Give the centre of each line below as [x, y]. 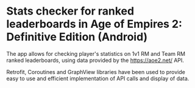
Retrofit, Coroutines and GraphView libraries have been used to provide [96, 72]
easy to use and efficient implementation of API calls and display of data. [98, 78]
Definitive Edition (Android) [77, 37]
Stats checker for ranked [70, 11]
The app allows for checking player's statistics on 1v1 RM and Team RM [96, 53]
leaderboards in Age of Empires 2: [94, 24]
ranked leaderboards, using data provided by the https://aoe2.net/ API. [95, 60]
